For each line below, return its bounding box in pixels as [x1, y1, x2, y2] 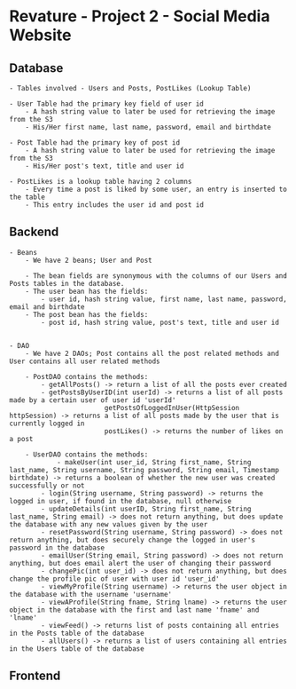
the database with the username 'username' [9, 590, 173, 598]
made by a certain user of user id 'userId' [9, 395, 176, 405]
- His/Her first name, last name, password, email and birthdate [25, 123, 272, 131]
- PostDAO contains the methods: [25, 372, 149, 381]
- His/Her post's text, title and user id [25, 162, 184, 170]
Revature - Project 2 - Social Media [9, 6, 270, 27]
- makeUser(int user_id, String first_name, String [56, 457, 252, 467]
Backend [9, 225, 59, 240]
